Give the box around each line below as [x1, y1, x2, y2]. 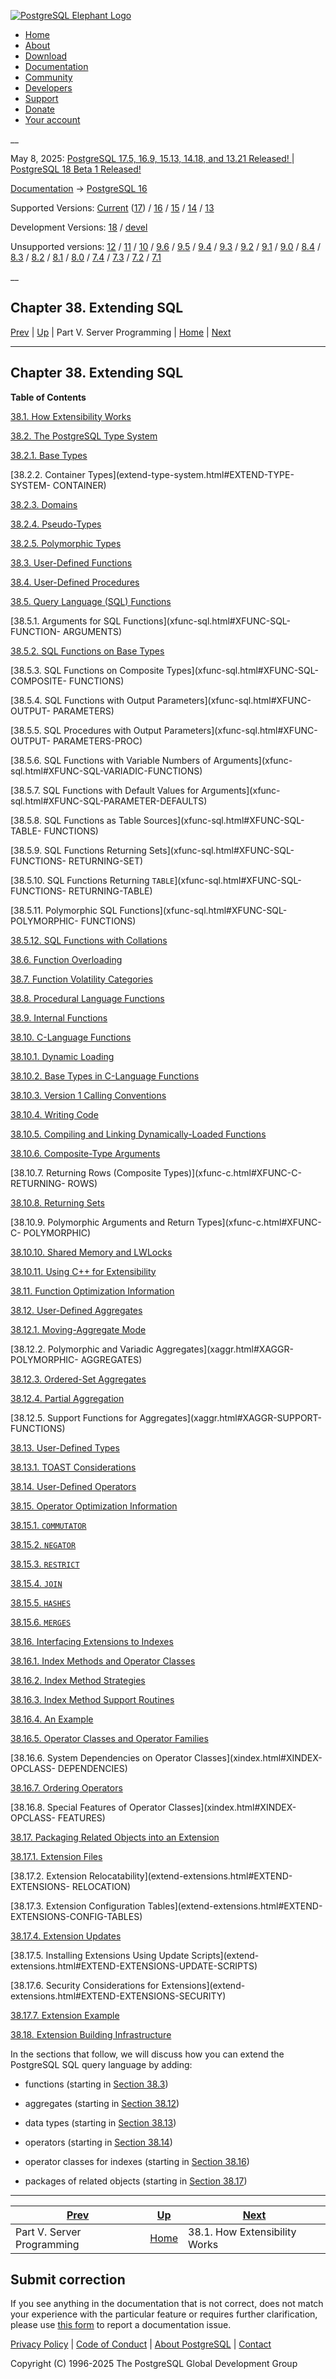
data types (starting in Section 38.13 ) [24, 2116, 177, 2129]
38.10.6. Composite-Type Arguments [10, 1147, 161, 1159]
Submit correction [10, 2271, 126, 2289]
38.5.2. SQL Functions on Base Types [10, 645, 165, 657]
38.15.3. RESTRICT [10, 1558, 80, 1570]
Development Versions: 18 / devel [10, 221, 148, 233]
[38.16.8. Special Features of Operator [10, 1801, 167, 1813]
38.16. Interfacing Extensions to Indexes [10, 1635, 174, 1647]
